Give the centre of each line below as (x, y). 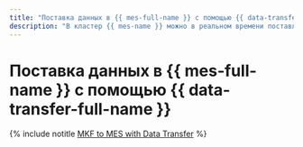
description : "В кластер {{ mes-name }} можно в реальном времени (137, 26)
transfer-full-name (81, 109)
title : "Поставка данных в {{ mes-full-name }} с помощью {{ (127, 18)
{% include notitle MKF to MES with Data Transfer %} (108, 134)
